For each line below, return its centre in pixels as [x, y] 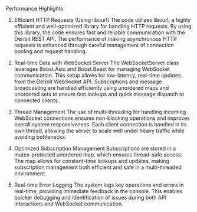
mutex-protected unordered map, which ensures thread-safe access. [98, 155]
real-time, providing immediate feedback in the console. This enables [98, 191]
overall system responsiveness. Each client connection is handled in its [100, 124]
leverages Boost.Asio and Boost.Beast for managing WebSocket [92, 69]
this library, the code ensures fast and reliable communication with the [99, 32]
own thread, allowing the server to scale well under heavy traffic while [99, 131]
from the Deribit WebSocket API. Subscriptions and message [88, 81]
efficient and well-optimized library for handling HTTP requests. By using [103, 26]
